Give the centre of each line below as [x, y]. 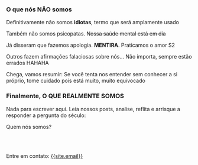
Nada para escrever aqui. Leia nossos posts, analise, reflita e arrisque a [93, 109]
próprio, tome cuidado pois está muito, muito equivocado [76, 81]
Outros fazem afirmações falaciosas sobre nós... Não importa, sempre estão [99, 57]
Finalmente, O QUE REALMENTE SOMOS [65, 96]
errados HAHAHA [27, 63]
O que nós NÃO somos [39, 9]
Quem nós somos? [29, 127]
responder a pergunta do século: [46, 115]
